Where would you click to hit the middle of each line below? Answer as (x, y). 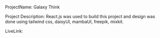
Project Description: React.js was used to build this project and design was (80, 16)
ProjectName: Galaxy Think (32, 7)
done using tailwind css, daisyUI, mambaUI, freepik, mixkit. (64, 22)
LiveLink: (14, 31)
